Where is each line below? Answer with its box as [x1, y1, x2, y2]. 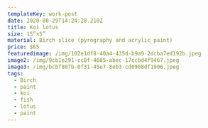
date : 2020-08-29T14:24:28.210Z [7, 17, 103, 24]
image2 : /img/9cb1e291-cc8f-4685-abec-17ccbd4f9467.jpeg [7, 57, 180, 64]
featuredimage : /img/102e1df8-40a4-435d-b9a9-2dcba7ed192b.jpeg [7, 50, 202, 58]
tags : [7, 70, 23, 77]
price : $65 [7, 43, 40, 50]
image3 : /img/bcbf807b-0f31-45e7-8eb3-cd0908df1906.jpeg [7, 63, 180, 70]
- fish [13, 97, 33, 104]
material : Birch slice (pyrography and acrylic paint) [7, 37, 173, 44]
